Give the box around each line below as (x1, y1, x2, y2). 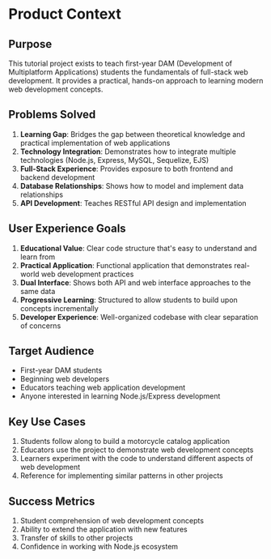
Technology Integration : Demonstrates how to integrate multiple (19, 147, 236, 156)
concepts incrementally (19, 303, 99, 313)
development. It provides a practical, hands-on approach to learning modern (8, 76, 264, 85)
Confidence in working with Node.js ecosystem (19, 542, 179, 552)
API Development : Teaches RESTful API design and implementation (19, 198, 247, 207)
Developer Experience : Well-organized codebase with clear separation (19, 312, 259, 322)
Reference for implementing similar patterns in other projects (19, 471, 224, 480)
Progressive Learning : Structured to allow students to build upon (19, 295, 239, 305)
